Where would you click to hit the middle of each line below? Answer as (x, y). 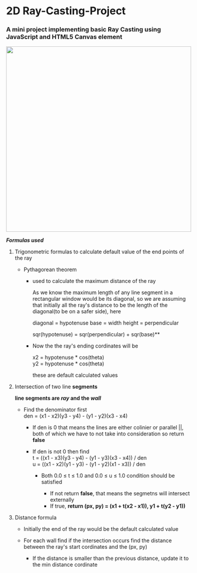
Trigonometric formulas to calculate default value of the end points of (99, 252)
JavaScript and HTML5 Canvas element (64, 37)
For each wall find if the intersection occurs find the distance (98, 540)
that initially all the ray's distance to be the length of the (100, 305)
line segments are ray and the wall (58, 398)
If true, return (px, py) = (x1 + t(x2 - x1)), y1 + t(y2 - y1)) (118, 506)
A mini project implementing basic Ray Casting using (84, 30)
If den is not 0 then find (61, 451)
